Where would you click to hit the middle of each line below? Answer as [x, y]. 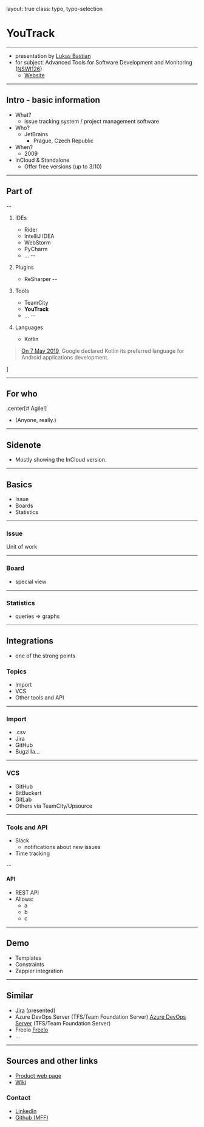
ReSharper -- [41, 279]
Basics [19, 484]
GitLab [23, 799]
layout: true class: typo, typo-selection [55, 9]
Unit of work [22, 547]
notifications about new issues [62, 847]
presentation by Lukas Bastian [53, 56]
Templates [28, 958]
